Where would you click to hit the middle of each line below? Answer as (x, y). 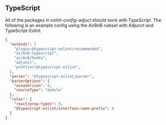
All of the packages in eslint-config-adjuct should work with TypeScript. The (83, 20)
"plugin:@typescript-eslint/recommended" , (58, 49)
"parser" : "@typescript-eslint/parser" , (52, 76)
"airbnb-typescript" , (36, 53)
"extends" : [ (23, 44)
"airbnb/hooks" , (31, 58)
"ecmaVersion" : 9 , (33, 85)
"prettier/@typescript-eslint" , (47, 67)
